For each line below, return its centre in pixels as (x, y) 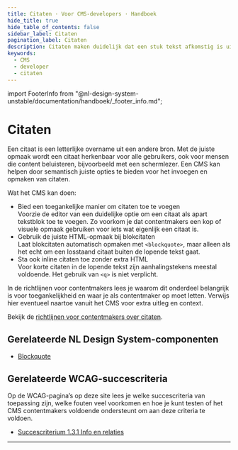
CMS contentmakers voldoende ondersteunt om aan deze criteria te (106, 411)
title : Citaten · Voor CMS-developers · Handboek (82, 14)
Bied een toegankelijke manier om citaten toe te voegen (99, 207)
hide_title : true (33, 21)
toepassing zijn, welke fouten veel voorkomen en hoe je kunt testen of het (115, 403)
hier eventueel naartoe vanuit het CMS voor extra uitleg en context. (105, 303)
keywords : (22, 54)
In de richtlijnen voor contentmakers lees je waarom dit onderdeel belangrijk (118, 288)
